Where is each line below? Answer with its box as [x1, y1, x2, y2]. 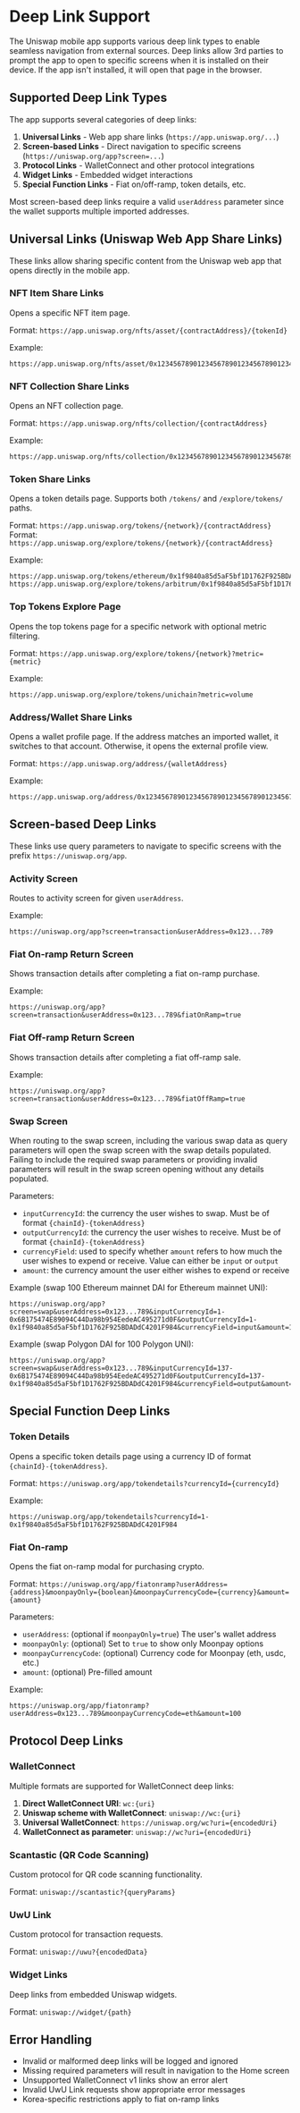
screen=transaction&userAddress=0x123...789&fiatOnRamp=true [9, 1010, 242, 1020]
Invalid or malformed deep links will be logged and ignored [21, 2056, 238, 2067]
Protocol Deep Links [9, 1733, 123, 1749]
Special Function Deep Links [9, 1404, 171, 1419]
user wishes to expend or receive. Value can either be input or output [21, 1255, 279, 1266]
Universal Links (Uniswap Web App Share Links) [9, 232, 283, 247]
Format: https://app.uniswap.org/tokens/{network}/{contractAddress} [9, 520, 272, 531]
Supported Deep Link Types [9, 90, 168, 106]
